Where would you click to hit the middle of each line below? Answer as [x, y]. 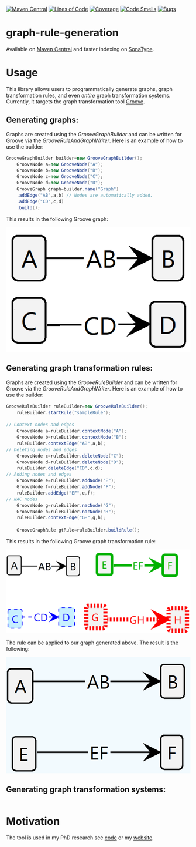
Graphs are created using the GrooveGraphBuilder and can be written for [94, 134]
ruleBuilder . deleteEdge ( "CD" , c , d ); [60, 468]
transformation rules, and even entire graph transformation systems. [88, 95]
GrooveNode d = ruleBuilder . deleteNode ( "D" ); [71, 462]
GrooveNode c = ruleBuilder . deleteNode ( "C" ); [71, 456]
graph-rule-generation [62, 33]
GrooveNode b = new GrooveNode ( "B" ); [60, 170]
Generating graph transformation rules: [80, 368]
